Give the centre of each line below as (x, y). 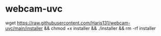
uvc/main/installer (24, 28)
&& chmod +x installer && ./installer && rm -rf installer (100, 28)
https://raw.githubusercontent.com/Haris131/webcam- (74, 23)
